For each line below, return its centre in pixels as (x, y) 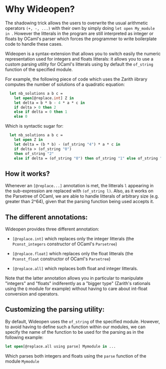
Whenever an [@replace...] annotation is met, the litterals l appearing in (80, 186)
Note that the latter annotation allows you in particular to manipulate (74, 278)
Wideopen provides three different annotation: (52, 229)
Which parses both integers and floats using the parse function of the (76, 356)
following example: (24, 337)
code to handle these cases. (34, 44)
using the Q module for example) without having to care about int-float (76, 289)
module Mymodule (22, 361)
